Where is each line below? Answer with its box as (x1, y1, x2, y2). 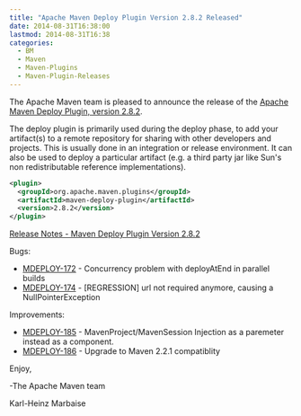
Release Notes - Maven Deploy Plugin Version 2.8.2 (9, 228, 200, 239)
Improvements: (9, 309, 66, 320)
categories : (9, 38, 54, 48)
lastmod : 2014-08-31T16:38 (9, 30, 111, 39)
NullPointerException (22, 292, 101, 303)
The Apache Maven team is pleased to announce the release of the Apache (9, 96, 289, 107)
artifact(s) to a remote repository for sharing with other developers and (9, 132, 272, 144)
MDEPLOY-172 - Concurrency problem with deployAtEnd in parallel (22, 263, 270, 274)
